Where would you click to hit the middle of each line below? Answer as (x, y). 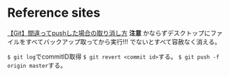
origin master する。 (37, 65)
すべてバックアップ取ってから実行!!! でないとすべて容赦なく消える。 (123, 41)
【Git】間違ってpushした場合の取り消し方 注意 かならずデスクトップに (109, 33)
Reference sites (54, 13)
